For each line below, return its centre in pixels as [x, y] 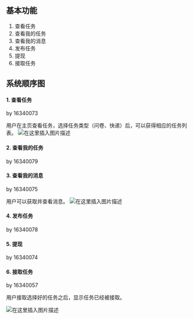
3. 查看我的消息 [25, 176]
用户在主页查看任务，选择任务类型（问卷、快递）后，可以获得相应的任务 [94, 126]
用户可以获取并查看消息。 [37, 201]
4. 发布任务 [20, 216]
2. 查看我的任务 [25, 148]
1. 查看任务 [19, 100]
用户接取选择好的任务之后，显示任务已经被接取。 [66, 298]
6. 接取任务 [20, 272]
